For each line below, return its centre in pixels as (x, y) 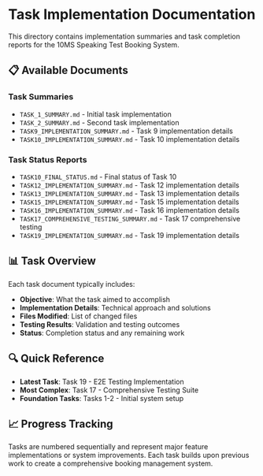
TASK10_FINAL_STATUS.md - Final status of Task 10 (98, 177)
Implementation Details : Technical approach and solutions (115, 307)
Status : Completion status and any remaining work (102, 333)
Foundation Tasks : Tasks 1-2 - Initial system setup (102, 398)
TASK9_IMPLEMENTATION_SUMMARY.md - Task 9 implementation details (126, 131)
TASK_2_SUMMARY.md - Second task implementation (99, 122)
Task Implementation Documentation (132, 15)
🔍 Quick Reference (56, 359)
